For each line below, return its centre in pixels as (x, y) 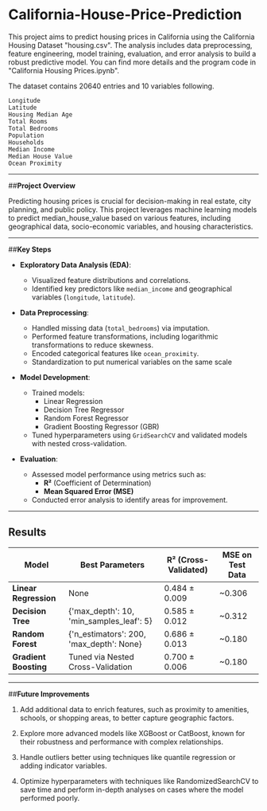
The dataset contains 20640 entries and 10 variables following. (111, 86)
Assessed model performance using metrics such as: (119, 474)
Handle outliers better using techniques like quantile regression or (128, 757)
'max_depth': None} (105, 644)
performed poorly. (50, 797)
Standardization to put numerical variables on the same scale (132, 362)
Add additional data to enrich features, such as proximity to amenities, (134, 709)
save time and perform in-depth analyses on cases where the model (132, 789)
